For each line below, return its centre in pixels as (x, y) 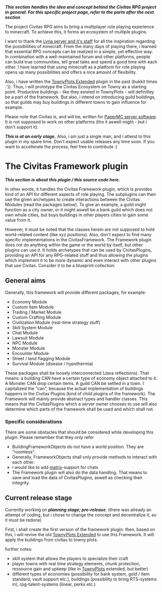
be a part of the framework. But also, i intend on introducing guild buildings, (80, 97)
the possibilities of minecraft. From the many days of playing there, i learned (81, 46)
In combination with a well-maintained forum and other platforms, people (78, 57)
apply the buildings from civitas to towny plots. (52, 540)
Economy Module (29, 302)
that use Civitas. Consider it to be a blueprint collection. (60, 265)
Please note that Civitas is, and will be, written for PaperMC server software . (81, 117)
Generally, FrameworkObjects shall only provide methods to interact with (84, 457)
